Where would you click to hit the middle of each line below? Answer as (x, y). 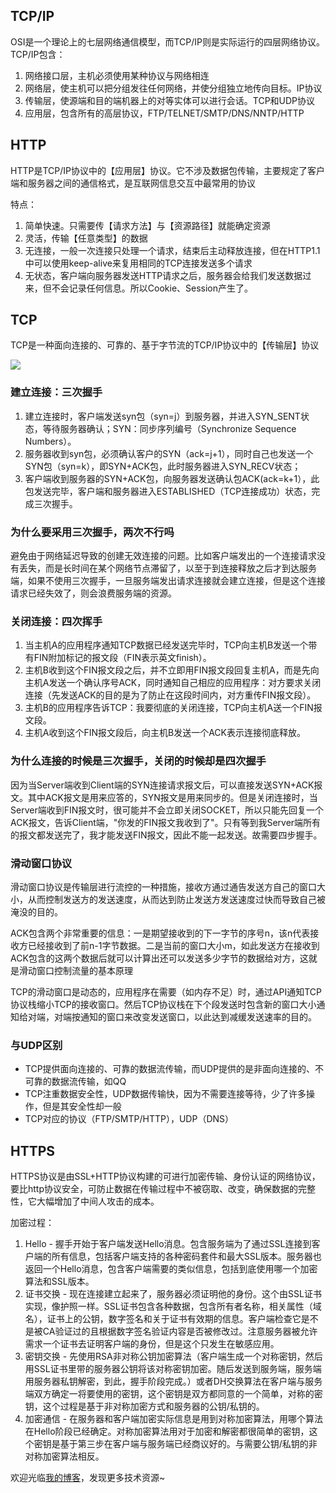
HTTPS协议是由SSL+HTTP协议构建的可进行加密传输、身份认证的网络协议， (165, 1176)
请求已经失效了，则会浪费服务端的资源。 (93, 593)
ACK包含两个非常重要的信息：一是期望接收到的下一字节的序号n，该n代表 (160, 933)
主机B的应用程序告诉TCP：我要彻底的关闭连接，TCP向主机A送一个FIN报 (173, 708)
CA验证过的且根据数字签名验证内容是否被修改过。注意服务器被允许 (180, 1331)
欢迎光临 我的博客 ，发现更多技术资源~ (88, 1478)
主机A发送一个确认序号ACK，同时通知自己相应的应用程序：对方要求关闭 (173, 683)
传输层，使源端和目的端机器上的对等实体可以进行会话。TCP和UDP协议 (170, 100)
